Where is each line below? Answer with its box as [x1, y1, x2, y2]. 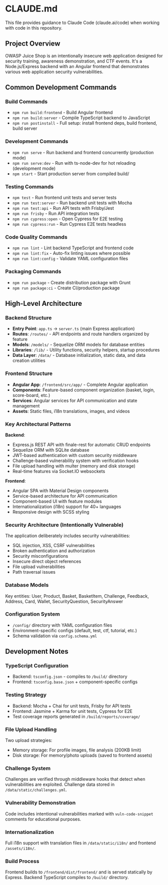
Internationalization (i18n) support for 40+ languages [12, 504, 121, 510]
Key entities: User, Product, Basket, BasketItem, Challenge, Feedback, [5, 593, 149, 599]
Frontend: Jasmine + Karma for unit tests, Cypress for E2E [12, 708, 133, 714]
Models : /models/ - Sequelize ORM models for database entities [12, 341, 145, 348]
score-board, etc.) [12, 392, 50, 398]
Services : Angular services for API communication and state [12, 397, 137, 403]
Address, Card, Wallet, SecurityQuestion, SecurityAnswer [5, 598, 123, 604]
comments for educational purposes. [5, 816, 81, 822]
